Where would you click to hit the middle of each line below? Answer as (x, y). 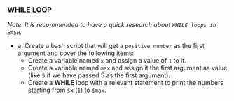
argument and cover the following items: (76, 53)
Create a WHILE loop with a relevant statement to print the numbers (126, 83)
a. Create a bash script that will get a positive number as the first (111, 46)
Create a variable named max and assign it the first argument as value (128, 68)
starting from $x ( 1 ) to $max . (67, 90)
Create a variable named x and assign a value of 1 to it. (107, 61)
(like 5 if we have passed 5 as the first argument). (99, 75)
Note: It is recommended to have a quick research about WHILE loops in (112, 25)
